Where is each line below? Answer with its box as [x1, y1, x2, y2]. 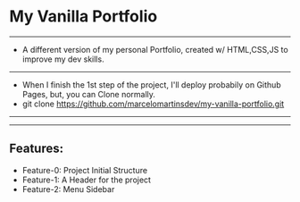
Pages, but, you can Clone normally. [21, 88, 156, 99]
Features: [9, 141, 64, 156]
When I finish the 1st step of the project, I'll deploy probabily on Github [21, 79, 281, 90]
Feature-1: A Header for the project [21, 174, 152, 185]
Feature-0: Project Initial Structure [21, 164, 148, 175]
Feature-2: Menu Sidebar [21, 183, 115, 194]
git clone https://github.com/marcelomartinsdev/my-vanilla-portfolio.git [21, 98, 285, 109]
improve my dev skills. [21, 54, 104, 64]
